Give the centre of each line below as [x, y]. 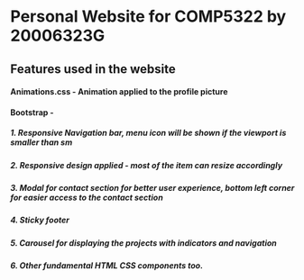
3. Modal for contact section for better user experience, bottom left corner [152, 188]
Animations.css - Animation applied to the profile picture [119, 92]
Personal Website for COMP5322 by [148, 17]
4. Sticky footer [40, 220]
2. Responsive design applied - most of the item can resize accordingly [147, 165]
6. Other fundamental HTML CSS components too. [107, 266]
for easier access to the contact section [87, 198]
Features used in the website [93, 69]
